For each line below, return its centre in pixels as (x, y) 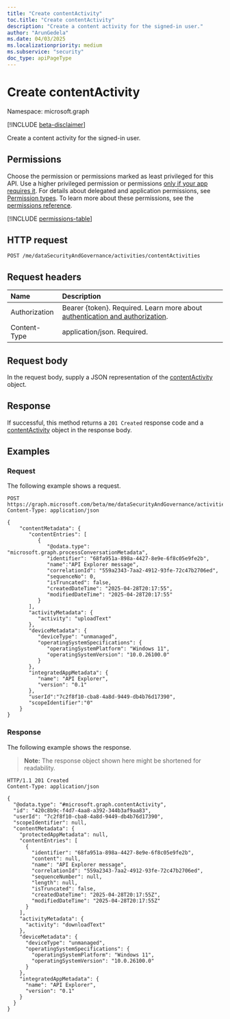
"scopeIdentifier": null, (50, 822)
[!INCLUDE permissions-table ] (50, 219)
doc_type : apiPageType (39, 58)
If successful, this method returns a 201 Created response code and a (105, 423)
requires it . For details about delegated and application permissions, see (109, 190)
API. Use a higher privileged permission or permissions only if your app (107, 183)
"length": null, (55, 883)
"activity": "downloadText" (65, 925)
